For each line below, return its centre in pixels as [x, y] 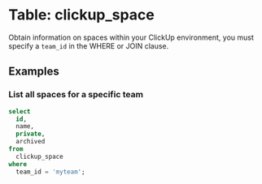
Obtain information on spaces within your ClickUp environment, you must [131, 37]
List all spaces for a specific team [76, 95]
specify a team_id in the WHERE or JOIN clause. [89, 45]
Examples [34, 72]
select [20, 111]
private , [31, 134]
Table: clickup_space [81, 15]
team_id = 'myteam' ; [50, 172]
